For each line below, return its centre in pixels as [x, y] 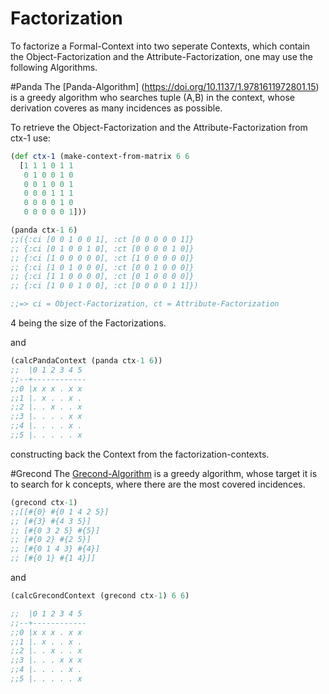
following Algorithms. [54, 67]
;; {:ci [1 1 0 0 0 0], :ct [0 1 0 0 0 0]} [102, 277]
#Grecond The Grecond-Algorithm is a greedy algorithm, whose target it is [164, 473]
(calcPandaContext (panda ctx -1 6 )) [86, 361]
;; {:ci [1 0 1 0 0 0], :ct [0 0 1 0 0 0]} [102, 267]
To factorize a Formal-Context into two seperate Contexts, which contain [160, 46]
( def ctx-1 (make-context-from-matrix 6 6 [100, 156]
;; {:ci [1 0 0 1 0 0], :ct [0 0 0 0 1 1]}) [104, 286]
